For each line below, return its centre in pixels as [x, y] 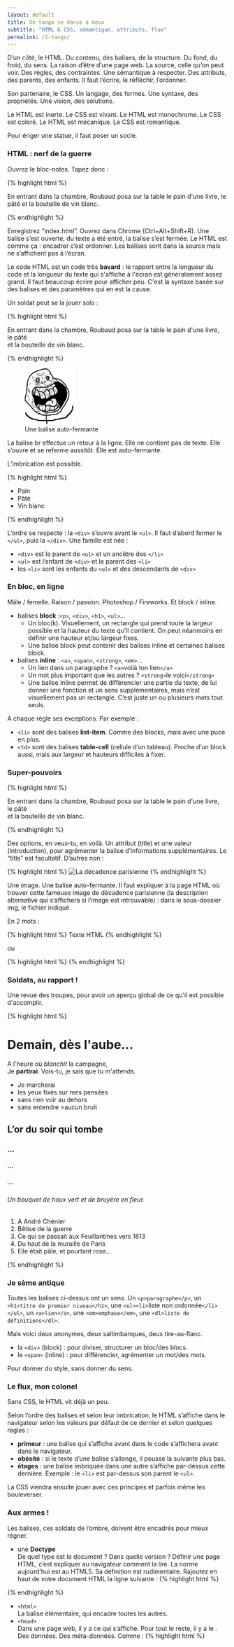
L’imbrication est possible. [45, 464]
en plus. [29, 739]
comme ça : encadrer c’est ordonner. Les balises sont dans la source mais [114, 246]
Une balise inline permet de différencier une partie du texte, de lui [122, 682]
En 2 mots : [23, 922]
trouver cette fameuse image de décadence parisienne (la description [108, 893]
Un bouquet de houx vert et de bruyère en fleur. [76, 1200]
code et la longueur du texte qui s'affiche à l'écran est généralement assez [115, 274]
